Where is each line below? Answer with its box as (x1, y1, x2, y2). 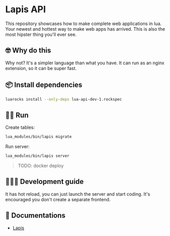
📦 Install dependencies (5, 81, 83, 89)
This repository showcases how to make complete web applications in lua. (5, 20, 162, 27)
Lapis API (5, 4, 46, 15)
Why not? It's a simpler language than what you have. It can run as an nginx (5, 60, 164, 66)
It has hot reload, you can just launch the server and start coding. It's (5, 191, 151, 197)
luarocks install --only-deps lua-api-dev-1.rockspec (5, 97, 123, 102)
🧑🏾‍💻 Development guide (5, 177, 84, 186)
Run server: (5, 144, 30, 150)
